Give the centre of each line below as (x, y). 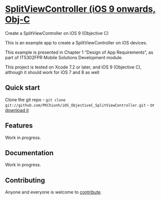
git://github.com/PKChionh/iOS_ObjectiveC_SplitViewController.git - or (80, 105)
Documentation (29, 153)
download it (17, 110)
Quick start (23, 88)
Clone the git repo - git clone (35, 100)
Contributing (25, 180)
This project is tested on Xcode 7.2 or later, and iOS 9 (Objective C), (73, 67)
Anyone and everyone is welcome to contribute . (54, 192)
